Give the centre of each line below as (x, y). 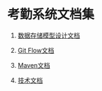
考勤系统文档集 (51, 14)
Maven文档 (34, 65)
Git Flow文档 (36, 50)
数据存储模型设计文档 (49, 35)
